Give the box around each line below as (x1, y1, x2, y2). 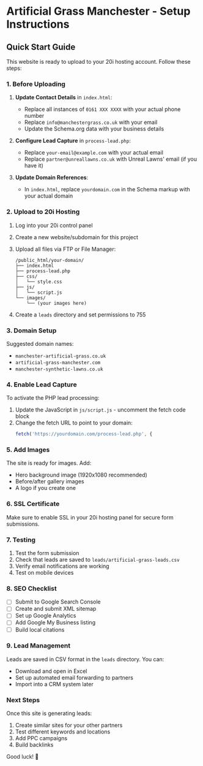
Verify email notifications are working (15, 562, 109, 570)
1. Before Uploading (6, 80, 66, 88)
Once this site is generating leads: (6, 710, 92, 717)
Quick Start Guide (6, 42, 76, 52)
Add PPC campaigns (15, 735, 68, 742)
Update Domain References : (15, 174, 89, 182)
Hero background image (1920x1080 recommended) (15, 471, 148, 479)
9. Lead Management (6, 642, 71, 650)
